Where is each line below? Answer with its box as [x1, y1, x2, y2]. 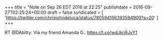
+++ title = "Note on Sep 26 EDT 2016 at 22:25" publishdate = [4, 4, 133, 10]
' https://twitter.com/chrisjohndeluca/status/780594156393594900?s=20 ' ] [4, 15, 159, 20]
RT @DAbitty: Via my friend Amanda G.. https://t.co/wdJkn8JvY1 [4, 30, 138, 35]
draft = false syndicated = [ [47, 9, 103, 15]
